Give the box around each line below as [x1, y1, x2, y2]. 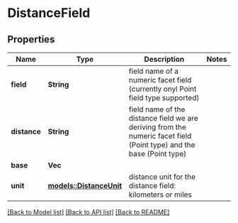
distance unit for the [128, 172, 196, 182]
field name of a [128, 66, 179, 76]
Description [144, 55, 185, 64]
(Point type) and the [128, 140, 195, 150]
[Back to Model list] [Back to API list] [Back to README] [7, 208, 170, 216]
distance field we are [128, 114, 198, 123]
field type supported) [128, 93, 200, 102]
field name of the [128, 104, 186, 114]
